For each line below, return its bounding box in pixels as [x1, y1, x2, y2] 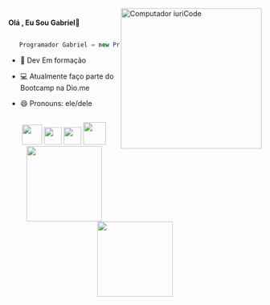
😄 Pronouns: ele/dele [19, 98, 92, 108]
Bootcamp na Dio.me [19, 83, 90, 92]
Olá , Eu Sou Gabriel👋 [8, 18, 80, 27]
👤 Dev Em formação [19, 55, 87, 65]
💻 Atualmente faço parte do [19, 71, 114, 81]
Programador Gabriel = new [18, 40, 110, 49]
